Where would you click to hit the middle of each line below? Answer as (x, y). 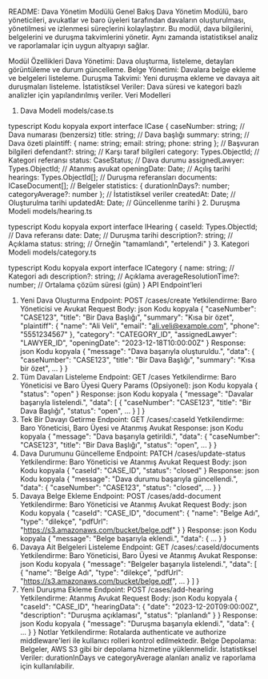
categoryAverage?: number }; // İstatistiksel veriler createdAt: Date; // (122, 194)
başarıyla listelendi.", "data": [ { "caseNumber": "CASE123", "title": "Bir (136, 402)
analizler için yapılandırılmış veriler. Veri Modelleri (90, 95)
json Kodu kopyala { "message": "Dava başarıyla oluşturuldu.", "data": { (137, 351)
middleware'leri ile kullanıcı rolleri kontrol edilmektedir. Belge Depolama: (138, 641)
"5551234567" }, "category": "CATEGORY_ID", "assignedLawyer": (128, 334)
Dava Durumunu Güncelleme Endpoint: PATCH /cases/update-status (133, 453)
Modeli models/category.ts (52, 252)
